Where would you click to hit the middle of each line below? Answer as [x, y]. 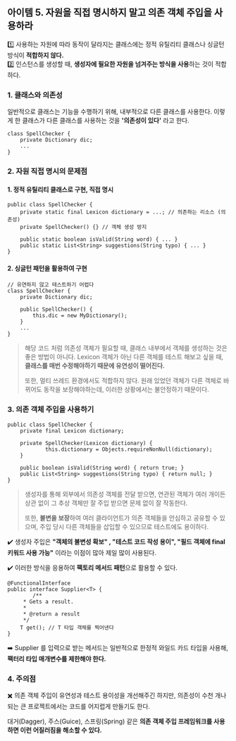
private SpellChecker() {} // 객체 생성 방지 [83, 228]
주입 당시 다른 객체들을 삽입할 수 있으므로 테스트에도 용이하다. [124, 526]
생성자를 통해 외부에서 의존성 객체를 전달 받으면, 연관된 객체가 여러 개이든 [125, 494]
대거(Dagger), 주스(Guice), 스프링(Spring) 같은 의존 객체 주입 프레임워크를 [110, 721]
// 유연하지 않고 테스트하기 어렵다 [51, 285]
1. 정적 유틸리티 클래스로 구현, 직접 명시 [61, 189]
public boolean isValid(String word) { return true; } [102, 468]
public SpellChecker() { [56, 310]
